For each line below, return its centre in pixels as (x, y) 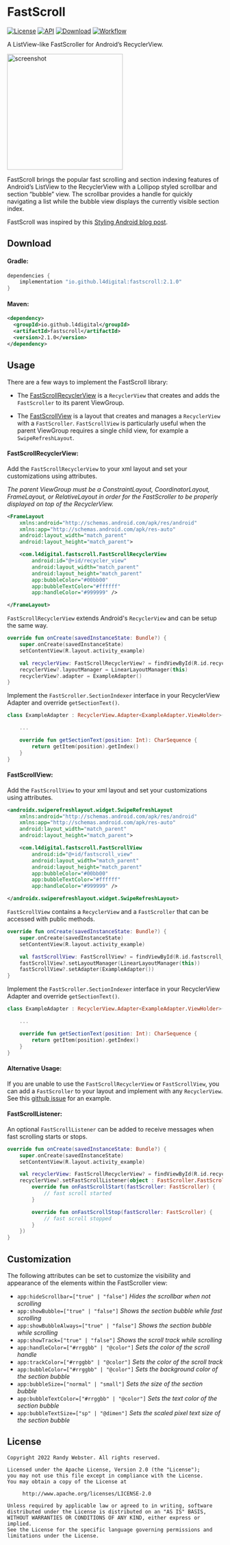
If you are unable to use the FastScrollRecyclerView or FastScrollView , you (113, 1084)
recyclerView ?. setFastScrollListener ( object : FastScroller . (108, 1181)
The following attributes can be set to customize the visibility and (99, 1276)
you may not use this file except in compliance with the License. (105, 1476)
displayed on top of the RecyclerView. (61, 504)
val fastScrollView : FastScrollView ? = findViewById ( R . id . (105, 957)
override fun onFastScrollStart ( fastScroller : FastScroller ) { (124, 1187)
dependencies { (29, 275)
